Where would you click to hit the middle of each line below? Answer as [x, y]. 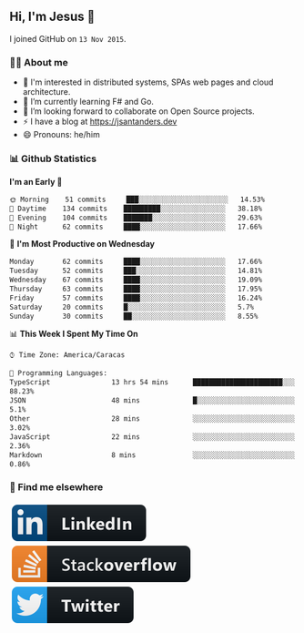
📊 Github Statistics [53, 158]
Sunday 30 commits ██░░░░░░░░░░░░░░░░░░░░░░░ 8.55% [134, 316]
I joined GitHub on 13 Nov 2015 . [68, 38]
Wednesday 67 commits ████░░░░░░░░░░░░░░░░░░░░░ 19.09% [136, 280]
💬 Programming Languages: [58, 373]
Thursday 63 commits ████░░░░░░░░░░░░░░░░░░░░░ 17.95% [136, 289]
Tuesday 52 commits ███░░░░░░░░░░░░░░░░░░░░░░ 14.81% [136, 271]
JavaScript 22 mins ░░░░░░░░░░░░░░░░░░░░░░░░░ [152, 437]
